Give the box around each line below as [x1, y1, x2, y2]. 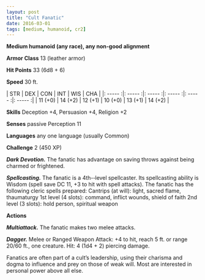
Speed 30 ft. [6, 78, 39, 86]
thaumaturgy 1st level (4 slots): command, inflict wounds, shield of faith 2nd [6, 194, 198, 201]
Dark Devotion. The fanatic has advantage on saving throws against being [6, 156, 195, 163]
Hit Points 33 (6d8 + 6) [6, 67, 65, 74]
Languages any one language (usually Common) [6, 132, 130, 139]
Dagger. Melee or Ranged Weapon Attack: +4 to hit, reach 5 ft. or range [6, 236, 188, 243]
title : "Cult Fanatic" [6, 15, 64, 21]
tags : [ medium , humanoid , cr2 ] [6, 26, 86, 32]
